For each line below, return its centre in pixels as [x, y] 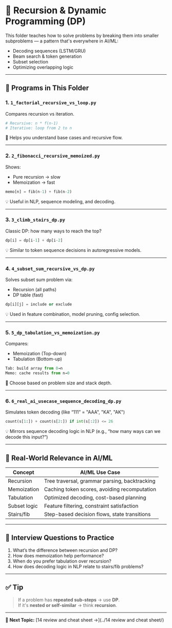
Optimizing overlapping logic [43, 67]
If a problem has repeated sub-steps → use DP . [69, 600]
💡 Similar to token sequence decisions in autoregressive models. [73, 250]
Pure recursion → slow [36, 177]
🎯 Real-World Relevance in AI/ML [59, 458]
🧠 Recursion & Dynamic [56, 10]
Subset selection [30, 61]
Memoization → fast [34, 182]
